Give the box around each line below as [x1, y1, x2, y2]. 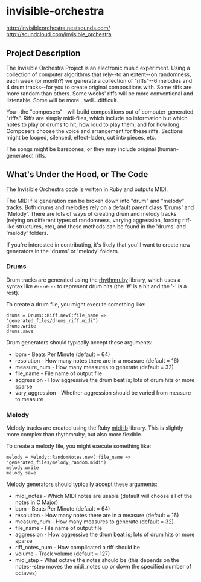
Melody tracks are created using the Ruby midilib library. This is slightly [6, 424, 184, 432]
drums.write [6, 323, 36, 329]
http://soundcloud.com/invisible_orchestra [6, 30, 112, 37]
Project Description [6, 48, 81, 59]
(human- [157, 145, 179, 152]
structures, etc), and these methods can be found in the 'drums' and [16, 222, 186, 230]
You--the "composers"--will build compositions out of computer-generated [6, 108, 194, 115]
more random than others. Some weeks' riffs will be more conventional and [6, 89, 193, 97]
